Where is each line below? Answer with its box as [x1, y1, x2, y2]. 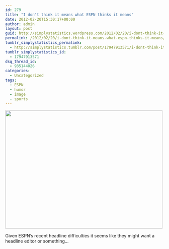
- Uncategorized [10, 73, 44, 78]
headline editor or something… [5, 238, 69, 244]
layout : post [5, 26, 33, 31]
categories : [5, 69, 30, 74]
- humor [10, 87, 26, 92]
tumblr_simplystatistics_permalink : [5, 40, 82, 45]
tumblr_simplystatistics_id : [5, 49, 66, 54]
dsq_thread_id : [5, 59, 37, 64]
